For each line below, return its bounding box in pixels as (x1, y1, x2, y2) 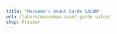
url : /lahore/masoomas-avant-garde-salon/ (6, 14, 111, 20)
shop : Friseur (6, 19, 41, 25)
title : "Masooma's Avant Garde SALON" (6, 8, 101, 14)
